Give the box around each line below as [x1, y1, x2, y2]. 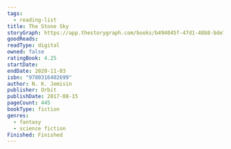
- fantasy [13, 118, 41, 126]
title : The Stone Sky [7, 23, 69, 30]
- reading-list [13, 16, 57, 23]
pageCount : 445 [7, 100, 51, 106]
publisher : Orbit [7, 87, 57, 93]
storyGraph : [7, 29, 41, 36]
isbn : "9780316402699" [7, 73, 72, 81]
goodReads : [7, 36, 38, 43]
